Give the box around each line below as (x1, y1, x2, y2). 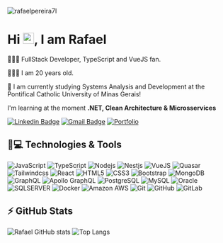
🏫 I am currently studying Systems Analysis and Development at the (7, 82, 205, 91)
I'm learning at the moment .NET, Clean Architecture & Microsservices (7, 103, 217, 112)
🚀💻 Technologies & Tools (7, 139, 122, 151)
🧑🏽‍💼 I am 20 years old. (7, 68, 74, 77)
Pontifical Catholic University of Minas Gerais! (7, 89, 142, 98)
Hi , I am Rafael (7, 32, 107, 47)
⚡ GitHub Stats (7, 205, 73, 217)
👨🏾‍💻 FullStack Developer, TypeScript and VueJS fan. (7, 55, 161, 63)
